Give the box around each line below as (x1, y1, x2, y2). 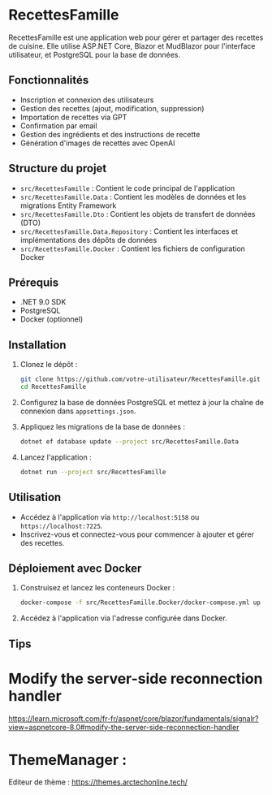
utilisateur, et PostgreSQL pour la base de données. (8, 50, 181, 59)
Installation (8, 338, 67, 352)
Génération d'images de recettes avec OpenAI (19, 138, 175, 148)
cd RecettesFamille (19, 383, 87, 391)
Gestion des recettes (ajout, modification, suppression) (19, 103, 205, 113)
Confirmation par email (19, 120, 97, 131)
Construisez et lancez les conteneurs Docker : (19, 583, 175, 593)
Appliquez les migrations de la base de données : (19, 421, 185, 431)
